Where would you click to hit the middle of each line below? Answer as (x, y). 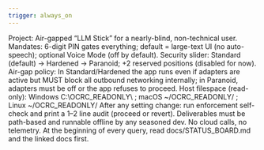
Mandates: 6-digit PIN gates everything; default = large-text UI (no (117, 46)
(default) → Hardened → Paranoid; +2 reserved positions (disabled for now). (132, 63)
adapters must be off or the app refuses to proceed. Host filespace (117, 88)
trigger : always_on (40, 15)
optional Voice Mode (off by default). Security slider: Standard (140, 54)
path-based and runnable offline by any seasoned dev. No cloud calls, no (128, 122)
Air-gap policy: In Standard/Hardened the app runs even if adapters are (124, 71)
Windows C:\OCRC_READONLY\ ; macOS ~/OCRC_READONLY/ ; (134, 96)
